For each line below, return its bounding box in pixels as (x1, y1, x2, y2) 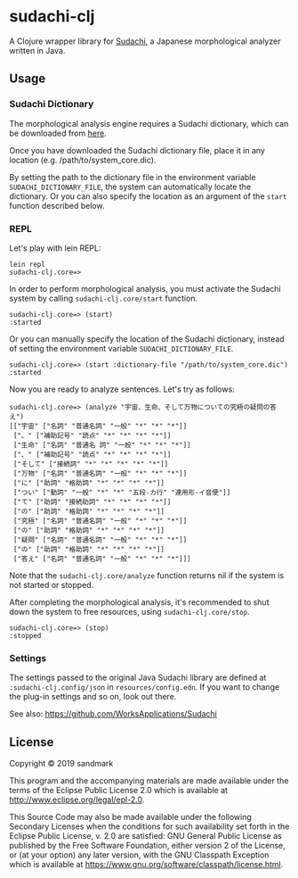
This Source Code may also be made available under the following (9, 812, 252, 823)
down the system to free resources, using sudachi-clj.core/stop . (9, 606, 251, 617)
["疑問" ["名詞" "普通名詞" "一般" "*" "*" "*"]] (12, 535, 188, 544)
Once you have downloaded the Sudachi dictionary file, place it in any (9, 145, 265, 155)
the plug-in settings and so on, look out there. (9, 692, 177, 702)
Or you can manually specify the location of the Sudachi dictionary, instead (9, 333, 285, 344)
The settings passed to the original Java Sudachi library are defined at (9, 672, 267, 683)
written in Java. (9, 45, 66, 55)
